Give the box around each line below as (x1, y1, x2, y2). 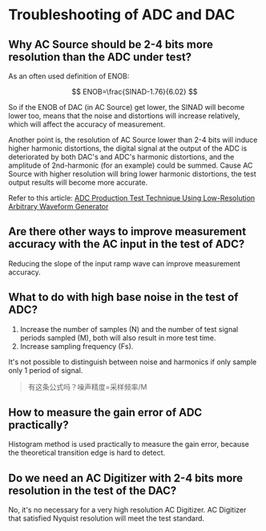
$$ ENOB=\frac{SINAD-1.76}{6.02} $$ (71, 87, 198, 96)
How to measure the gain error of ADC (8, 406, 203, 420)
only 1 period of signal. (8, 365, 83, 375)
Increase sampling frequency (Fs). (19, 341, 134, 351)
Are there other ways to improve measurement (8, 225, 247, 238)
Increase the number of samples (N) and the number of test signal (19, 324, 239, 334)
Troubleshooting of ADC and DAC (8, 6, 236, 24)
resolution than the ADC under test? (8, 50, 192, 63)
